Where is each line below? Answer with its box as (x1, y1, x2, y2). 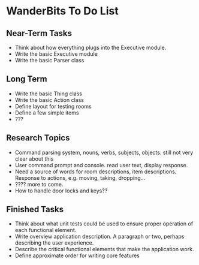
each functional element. (14, 227, 77, 234)
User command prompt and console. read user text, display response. (14, 161, 188, 168)
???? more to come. (14, 180, 64, 188)
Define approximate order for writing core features (14, 252, 140, 259)
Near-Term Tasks (6, 28, 73, 38)
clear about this (14, 155, 54, 162)
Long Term (6, 74, 47, 85)
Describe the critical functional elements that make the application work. (14, 246, 194, 253)
